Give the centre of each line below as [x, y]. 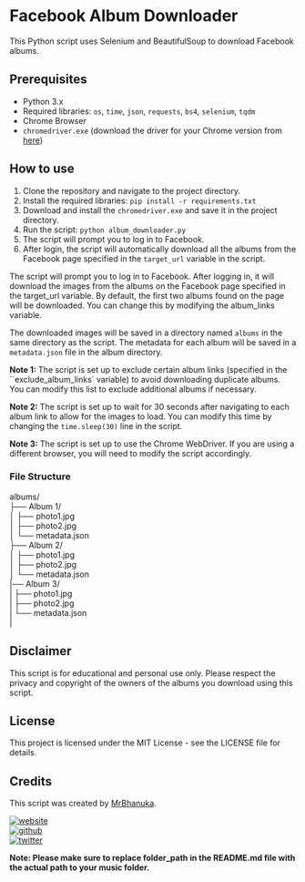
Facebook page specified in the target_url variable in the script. [144, 258]
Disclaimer [41, 651]
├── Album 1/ [36, 506]
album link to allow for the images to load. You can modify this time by [141, 416]
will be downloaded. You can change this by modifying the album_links [142, 305]
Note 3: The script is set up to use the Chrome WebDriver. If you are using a [152, 444]
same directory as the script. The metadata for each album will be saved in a [153, 342]
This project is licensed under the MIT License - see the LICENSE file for [145, 743]
